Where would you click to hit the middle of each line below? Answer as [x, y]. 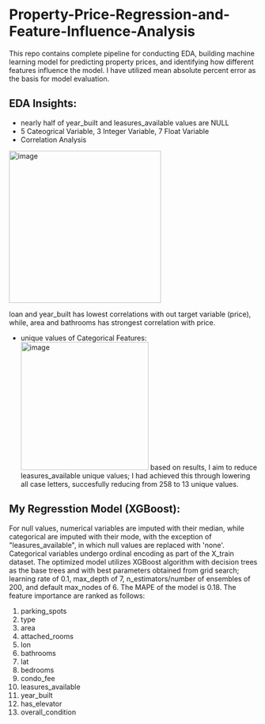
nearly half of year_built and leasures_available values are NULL [125, 123]
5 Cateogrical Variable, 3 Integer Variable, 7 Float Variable [115, 131]
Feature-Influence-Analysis [102, 31]
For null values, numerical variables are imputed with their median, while [127, 528]
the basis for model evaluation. [59, 79]
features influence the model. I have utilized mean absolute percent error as [132, 70]
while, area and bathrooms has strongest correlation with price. [112, 322]
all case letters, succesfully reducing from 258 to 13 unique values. [129, 484]
